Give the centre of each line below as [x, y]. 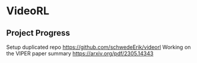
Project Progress [38, 33]
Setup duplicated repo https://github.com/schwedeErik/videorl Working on [98, 47]
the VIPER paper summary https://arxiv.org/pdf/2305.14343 [80, 53]
